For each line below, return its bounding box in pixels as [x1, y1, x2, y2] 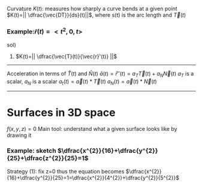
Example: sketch [7, 146, 56, 155]
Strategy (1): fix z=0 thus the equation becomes [7, 167, 125, 175]
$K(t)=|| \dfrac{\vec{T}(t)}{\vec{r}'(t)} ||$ [15, 53, 117, 60]
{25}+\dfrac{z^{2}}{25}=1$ [7, 154, 89, 163]
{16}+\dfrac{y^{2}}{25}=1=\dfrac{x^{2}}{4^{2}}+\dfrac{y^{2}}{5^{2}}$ [7, 174, 179, 181]
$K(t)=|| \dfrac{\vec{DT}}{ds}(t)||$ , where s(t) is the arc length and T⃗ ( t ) [7, 11, 186, 19]
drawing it [7, 131, 32, 139]
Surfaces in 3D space [7, 106, 116, 119]
